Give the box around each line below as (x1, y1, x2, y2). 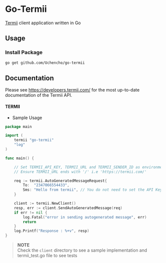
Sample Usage (12, 115, 42, 121)
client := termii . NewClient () (14, 201, 77, 206)
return (23, 219, 37, 224)
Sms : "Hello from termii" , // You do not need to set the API (23, 187, 154, 192)
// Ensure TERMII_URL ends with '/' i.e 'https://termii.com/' (14, 169, 147, 174)
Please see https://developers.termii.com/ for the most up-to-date (5, 87, 140, 93)
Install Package (5, 49, 43, 56)
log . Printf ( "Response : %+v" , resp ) (14, 228, 90, 233)
